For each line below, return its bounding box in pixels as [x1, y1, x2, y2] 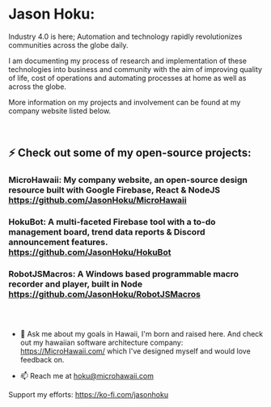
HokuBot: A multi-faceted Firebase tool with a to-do [8, 216, 216, 227]
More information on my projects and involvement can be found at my [8, 97, 241, 107]
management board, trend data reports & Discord [8, 227, 205, 238]
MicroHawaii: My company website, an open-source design [8, 175, 248, 186]
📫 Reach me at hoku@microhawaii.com [19, 371, 154, 381]
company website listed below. [8, 106, 112, 116]
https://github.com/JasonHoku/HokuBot [8, 247, 171, 258]
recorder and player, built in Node [8, 278, 143, 290]
